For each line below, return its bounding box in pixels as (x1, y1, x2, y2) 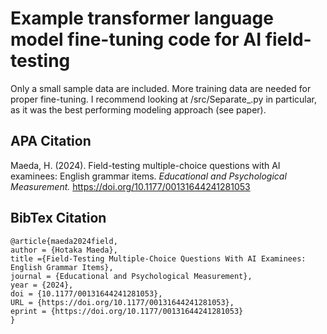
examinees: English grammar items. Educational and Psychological (10, 170, 287, 182)
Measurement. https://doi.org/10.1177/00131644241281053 (10, 180, 251, 192)
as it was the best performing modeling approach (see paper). (10, 103, 267, 116)
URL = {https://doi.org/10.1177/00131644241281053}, (10, 297, 235, 307)
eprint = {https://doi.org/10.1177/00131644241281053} (10, 306, 244, 316)
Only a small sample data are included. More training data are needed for (10, 82, 312, 94)
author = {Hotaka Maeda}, (10, 245, 118, 255)
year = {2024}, (10, 280, 74, 290)
